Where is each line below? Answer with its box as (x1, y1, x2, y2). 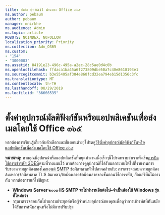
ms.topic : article (5, 30, 43, 35)
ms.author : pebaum (5, 12, 43, 17)
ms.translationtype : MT (5, 76, 55, 81)
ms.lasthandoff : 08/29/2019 (5, 85, 63, 91)
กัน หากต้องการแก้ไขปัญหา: (5, 177, 50, 183)
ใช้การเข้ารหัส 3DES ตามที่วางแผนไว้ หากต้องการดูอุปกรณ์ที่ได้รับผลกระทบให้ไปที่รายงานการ (5, 160, 155, 166)
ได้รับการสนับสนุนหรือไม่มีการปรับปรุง (12, 204, 74, 210)
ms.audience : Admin (5, 26, 46, 31)
